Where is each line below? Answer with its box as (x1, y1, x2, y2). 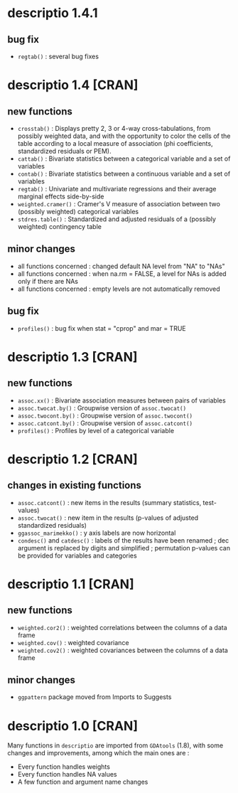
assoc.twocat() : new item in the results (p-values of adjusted (17, 513, 199, 522)
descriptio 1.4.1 (7, 5, 98, 21)
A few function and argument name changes (17, 777, 148, 787)
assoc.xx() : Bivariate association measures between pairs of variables (17, 396, 226, 405)
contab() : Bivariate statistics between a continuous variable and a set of (17, 169, 231, 178)
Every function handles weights (17, 762, 110, 771)
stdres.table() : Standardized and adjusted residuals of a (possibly (17, 215, 217, 223)
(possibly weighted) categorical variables (17, 208, 139, 215)
